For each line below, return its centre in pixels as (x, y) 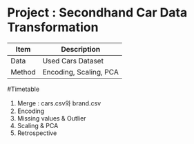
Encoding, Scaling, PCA (80, 72)
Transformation (53, 27)
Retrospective (37, 133)
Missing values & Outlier (51, 118)
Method (23, 72)
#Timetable (23, 89)
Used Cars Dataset (73, 61)
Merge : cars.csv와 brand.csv (59, 103)
